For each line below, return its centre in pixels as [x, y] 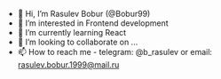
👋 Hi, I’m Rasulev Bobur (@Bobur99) [84, 14]
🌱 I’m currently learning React [72, 32]
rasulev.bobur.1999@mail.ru [68, 65]
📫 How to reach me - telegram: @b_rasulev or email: [115, 52]
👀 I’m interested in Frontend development [93, 23]
